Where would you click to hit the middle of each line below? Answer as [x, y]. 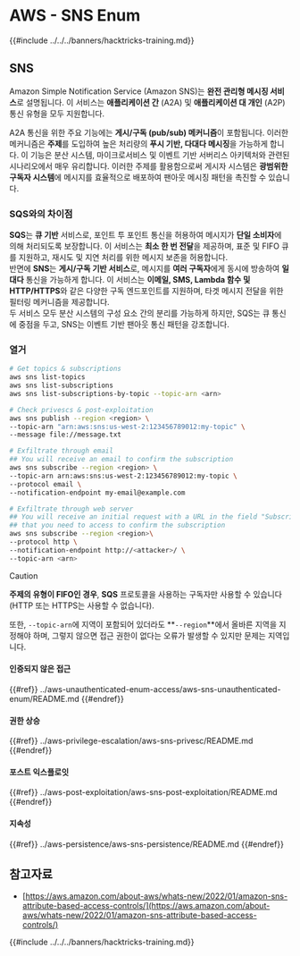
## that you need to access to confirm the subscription [117, 525]
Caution [24, 575]
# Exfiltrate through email [62, 451]
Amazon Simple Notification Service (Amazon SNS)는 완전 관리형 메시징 [139, 91]
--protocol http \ [43, 542]
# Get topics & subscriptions [66, 369]
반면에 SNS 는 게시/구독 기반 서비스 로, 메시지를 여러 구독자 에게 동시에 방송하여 [145, 268]
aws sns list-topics [48, 377]
